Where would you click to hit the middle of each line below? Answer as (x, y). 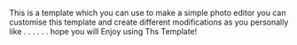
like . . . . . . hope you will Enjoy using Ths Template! (103, 31)
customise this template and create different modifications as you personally (149, 22)
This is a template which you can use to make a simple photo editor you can (148, 13)
